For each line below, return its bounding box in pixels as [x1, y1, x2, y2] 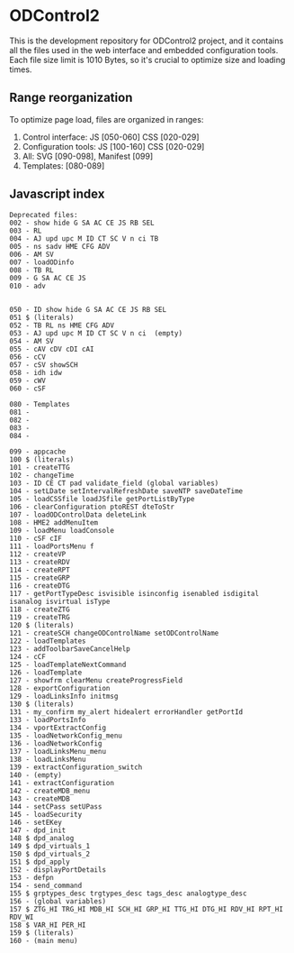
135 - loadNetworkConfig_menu [9, 731, 123, 740]
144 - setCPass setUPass [9, 802, 102, 811]
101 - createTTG [9, 463, 70, 472]
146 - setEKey [9, 818, 63, 827]
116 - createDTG [9, 581, 70, 591]
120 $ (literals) [9, 620, 75, 629]
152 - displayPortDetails [9, 865, 106, 875]
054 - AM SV [9, 336, 54, 345]
